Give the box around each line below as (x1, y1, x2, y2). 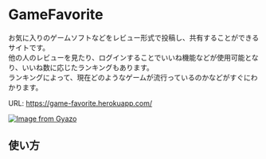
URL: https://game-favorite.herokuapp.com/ (8, 98, 153, 108)
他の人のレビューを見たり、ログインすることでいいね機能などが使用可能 (8, 52, 245, 62)
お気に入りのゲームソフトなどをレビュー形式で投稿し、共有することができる (8, 33, 260, 42)
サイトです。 (8, 42, 50, 52)
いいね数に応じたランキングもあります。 (22, 62, 154, 72)
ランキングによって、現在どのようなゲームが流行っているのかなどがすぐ (8, 72, 244, 82)
